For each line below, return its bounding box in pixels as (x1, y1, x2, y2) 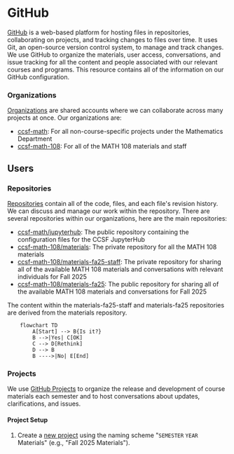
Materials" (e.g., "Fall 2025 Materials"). (17, 439, 130, 447)
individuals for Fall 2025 (17, 272, 88, 281)
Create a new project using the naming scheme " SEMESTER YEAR (17, 431, 198, 439)
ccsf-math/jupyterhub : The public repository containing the (17, 228, 189, 236)
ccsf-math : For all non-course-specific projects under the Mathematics (17, 128, 223, 136)
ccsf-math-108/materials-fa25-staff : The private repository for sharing (17, 257, 222, 266)
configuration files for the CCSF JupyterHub (17, 235, 146, 243)
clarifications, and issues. (7, 399, 81, 408)
